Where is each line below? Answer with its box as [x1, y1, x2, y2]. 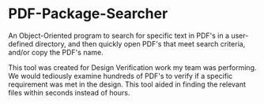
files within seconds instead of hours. [8, 87, 130, 97]
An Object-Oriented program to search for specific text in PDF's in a [8, 31, 230, 40]
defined [8, 39, 34, 48]
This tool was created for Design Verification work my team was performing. [8, 62, 257, 72]
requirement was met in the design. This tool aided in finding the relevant [8, 80, 247, 89]
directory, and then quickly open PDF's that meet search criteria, [35, 39, 246, 48]
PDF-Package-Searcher [8, 5, 168, 23]
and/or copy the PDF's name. [8, 47, 104, 57]
